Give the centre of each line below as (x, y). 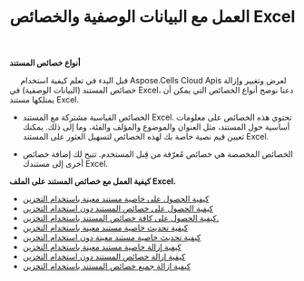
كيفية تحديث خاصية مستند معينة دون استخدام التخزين (112, 237)
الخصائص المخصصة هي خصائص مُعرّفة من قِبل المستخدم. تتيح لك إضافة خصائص (157, 154)
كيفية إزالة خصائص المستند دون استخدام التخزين (104, 257)
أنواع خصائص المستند (45, 63)
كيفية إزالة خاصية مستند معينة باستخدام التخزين (102, 247)
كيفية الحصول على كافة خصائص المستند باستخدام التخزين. (121, 218)
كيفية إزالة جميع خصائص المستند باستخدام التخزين (107, 266)
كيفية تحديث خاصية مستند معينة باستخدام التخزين (105, 228)
